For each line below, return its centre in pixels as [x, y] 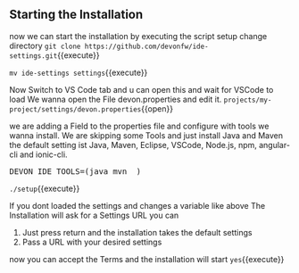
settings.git [33, 56]
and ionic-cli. [44, 154]
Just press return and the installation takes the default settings [137, 232]
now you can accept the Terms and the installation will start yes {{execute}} [147, 259]
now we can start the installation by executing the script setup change [138, 36]
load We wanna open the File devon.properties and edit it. [116, 99]
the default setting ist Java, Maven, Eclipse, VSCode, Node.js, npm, [133, 145]
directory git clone [45, 45]
